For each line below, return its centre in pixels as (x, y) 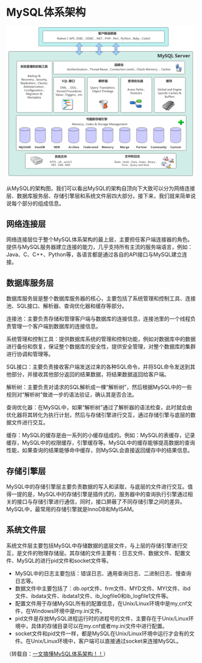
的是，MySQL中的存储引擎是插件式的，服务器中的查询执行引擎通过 (105, 494)
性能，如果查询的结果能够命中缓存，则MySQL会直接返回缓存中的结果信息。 (100, 450)
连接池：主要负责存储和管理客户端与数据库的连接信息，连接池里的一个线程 (98, 319)
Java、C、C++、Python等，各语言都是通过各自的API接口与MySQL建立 (94, 255)
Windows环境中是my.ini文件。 (68, 611)
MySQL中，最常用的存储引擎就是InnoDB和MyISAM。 (72, 509)
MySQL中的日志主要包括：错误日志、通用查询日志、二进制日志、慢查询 (103, 573)
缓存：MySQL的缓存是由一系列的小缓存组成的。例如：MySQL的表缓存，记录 (101, 435)
